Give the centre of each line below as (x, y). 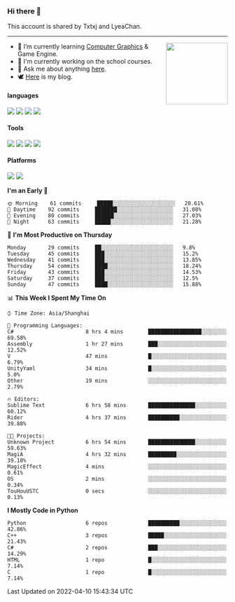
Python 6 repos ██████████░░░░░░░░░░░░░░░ (117, 523)
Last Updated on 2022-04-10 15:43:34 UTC (70, 591)
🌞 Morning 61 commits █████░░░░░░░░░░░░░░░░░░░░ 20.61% (106, 203)
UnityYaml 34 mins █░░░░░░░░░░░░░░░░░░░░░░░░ (117, 368)
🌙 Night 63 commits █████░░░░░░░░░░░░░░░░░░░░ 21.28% (104, 221)
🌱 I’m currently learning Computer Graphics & (83, 47)
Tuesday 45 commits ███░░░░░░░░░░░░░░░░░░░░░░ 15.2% (103, 254)
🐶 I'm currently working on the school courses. (85, 62)
